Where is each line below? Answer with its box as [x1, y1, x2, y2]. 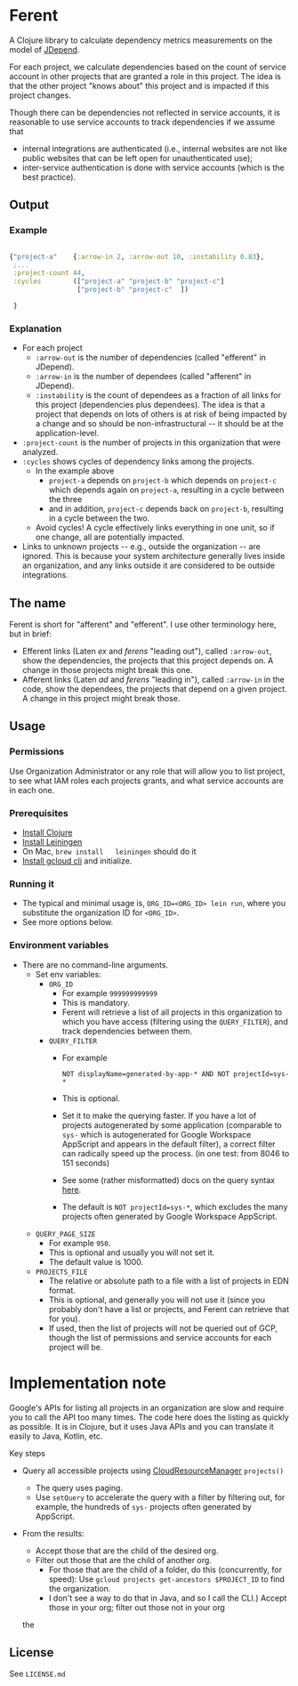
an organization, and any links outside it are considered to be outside [21, 560, 276, 571]
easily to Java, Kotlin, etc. [9, 1431, 103, 1441]
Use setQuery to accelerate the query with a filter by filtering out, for [35, 1492, 286, 1503]
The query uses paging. [35, 1482, 123, 1493]
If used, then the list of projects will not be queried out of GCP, [48, 1323, 278, 1333]
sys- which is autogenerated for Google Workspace [61, 1129, 252, 1139]
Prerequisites [9, 807, 68, 819]
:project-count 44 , [12, 269, 86, 278]
